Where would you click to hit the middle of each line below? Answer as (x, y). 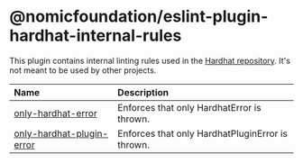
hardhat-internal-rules (96, 36)
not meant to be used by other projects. (83, 70)
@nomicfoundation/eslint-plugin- (139, 17)
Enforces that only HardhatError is (189, 107)
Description (143, 92)
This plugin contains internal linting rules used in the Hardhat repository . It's (150, 60)
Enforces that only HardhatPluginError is (202, 133)
